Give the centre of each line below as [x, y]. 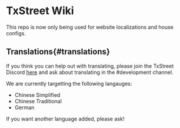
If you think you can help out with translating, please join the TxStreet [90, 66]
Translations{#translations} [58, 52]
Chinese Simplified [37, 95]
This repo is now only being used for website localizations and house [90, 27]
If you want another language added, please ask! [65, 119]
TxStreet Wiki [40, 11]
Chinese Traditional [38, 101]
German [24, 107]
